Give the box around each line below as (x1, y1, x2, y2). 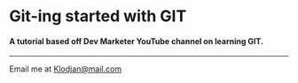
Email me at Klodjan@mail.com (9, 64, 122, 74)
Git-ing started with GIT (9, 6, 187, 26)
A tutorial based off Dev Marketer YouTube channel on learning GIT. (9, 35, 264, 46)
